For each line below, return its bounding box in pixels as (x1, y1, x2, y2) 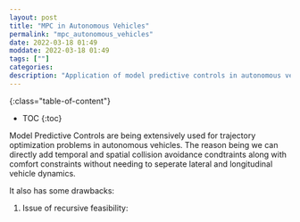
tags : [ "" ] (9, 54, 50, 63)
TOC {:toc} (21, 112, 62, 123)
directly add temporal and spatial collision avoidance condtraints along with (9, 149, 287, 160)
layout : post (9, 12, 58, 22)
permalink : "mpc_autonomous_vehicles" (9, 29, 154, 38)
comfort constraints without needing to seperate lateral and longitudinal (9, 158, 273, 169)
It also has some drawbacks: (9, 185, 114, 196)
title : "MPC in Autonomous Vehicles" (9, 21, 150, 30)
